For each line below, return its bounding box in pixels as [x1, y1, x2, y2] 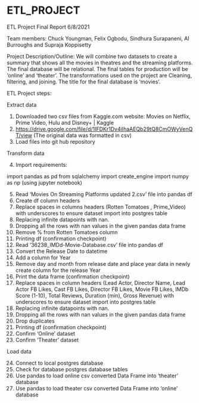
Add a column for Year [15, 254, 71, 261]
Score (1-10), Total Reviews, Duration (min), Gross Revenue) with [15, 292, 175, 299]
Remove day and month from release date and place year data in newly [15, 260, 191, 267]
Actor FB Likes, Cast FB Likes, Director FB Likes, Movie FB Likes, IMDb [15, 286, 189, 293]
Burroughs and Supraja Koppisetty [7, 41, 92, 48]
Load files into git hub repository [15, 138, 96, 145]
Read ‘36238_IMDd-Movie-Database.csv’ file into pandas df [15, 241, 163, 248]
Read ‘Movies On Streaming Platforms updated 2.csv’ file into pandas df [15, 190, 192, 197]
